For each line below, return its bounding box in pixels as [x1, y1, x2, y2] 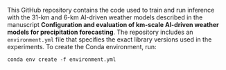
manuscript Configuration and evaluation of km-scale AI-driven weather [7, 21, 220, 28]
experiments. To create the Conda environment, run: [7, 43, 157, 51]
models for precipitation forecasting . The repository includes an [7, 28, 193, 36]
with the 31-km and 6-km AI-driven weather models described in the [7, 13, 203, 21]
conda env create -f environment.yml [7, 56, 116, 63]
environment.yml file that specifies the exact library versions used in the [7, 35, 212, 44]
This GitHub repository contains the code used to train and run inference [7, 6, 215, 14]
